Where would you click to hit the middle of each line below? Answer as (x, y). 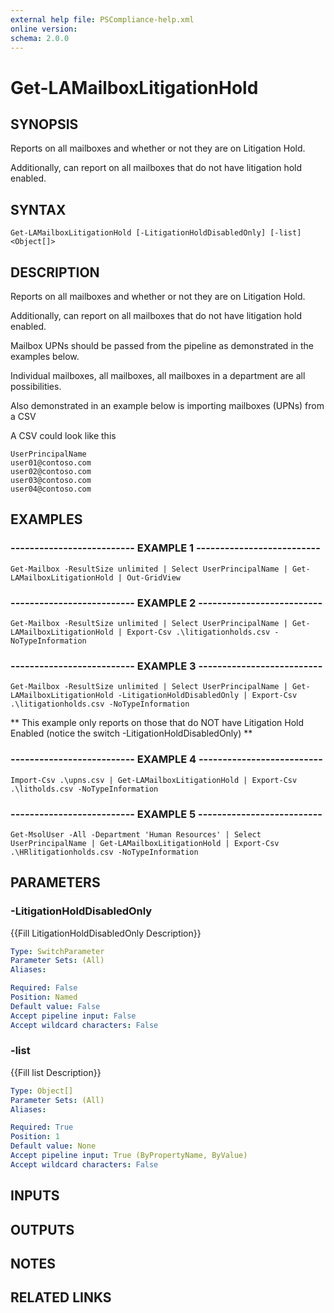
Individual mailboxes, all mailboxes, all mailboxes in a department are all (158, 375)
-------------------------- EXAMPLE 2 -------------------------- (166, 603)
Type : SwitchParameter (57, 951)
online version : (44, 29)
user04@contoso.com (51, 489)
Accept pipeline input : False (73, 1016)
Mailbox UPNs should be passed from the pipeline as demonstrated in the (162, 345)
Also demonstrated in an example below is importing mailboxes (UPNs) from (167, 405)
